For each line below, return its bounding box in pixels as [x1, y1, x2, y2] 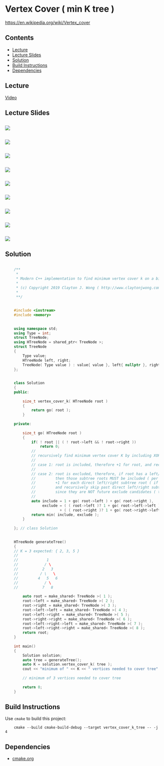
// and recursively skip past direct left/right [31, 485, 150, 490]
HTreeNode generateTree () [14, 539, 67, 544]
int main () [14, 643, 36, 649]
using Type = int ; [14, 331, 51, 335]
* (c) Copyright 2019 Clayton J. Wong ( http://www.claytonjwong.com [16, 285, 161, 290]
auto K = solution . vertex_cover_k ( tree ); [22, 662, 112, 667]
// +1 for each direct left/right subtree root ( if [31, 480, 159, 485]
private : [14, 421, 32, 427]
